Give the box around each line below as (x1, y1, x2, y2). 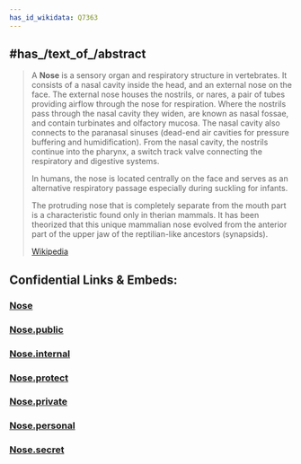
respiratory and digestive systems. (31, 156, 160, 167)
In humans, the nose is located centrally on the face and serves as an (31, 173, 289, 184)
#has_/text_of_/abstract (9, 47, 146, 62)
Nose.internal (9, 347, 70, 360)
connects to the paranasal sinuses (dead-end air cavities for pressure (31, 127, 290, 138)
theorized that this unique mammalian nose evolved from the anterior (31, 219, 288, 230)
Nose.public (9, 323, 65, 336)
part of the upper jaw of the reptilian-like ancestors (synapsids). (31, 229, 269, 240)
